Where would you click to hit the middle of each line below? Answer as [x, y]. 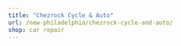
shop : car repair [36, 30]
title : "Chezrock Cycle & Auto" [61, 15]
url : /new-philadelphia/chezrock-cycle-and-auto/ [91, 23]
